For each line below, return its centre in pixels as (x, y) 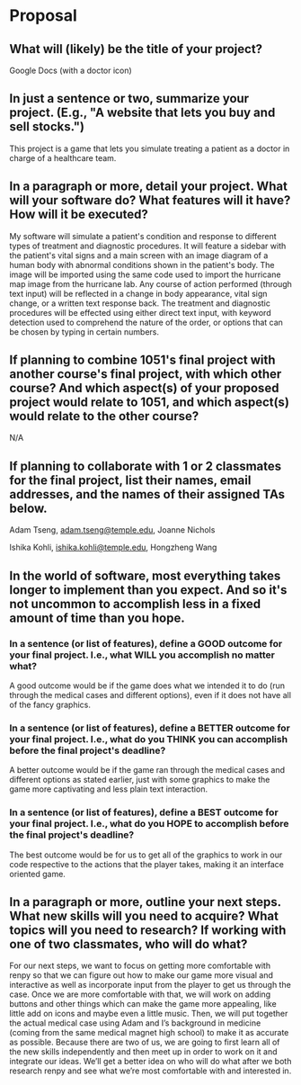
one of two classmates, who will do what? (128, 944)
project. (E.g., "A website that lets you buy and (142, 113)
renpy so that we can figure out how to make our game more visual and (142, 975)
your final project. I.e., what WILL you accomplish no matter (142, 655)
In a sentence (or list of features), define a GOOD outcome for (146, 643)
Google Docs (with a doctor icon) (71, 70)
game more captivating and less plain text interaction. (109, 789)
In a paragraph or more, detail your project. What (148, 187)
